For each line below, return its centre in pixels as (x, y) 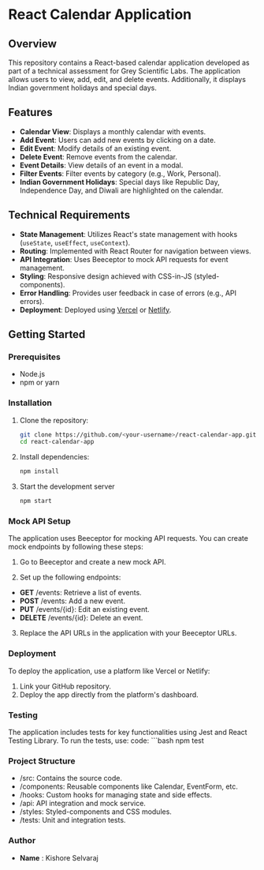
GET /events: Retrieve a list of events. (80, 593)
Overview (33, 44)
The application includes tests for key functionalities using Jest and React (128, 732)
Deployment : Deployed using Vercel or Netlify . (95, 309)
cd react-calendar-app (57, 442)
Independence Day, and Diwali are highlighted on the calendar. (121, 190)
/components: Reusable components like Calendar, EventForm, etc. (129, 786)
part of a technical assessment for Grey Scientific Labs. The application (124, 71)
